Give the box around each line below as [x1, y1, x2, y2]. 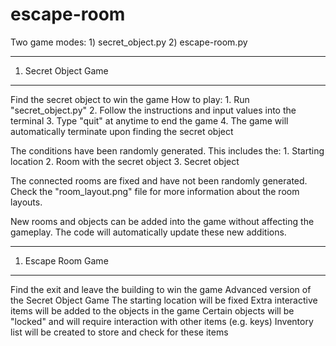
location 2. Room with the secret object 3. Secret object [10, 155, 240, 167]
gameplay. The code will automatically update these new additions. [10, 226, 287, 238]
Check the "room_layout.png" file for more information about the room [10, 185, 300, 197]
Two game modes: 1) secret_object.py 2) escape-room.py [10, 36, 248, 48]
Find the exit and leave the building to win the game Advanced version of [10, 283, 312, 295]
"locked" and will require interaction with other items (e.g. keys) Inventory [10, 315, 314, 327]
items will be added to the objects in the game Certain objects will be [10, 304, 295, 317]
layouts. [10, 196, 43, 208]
